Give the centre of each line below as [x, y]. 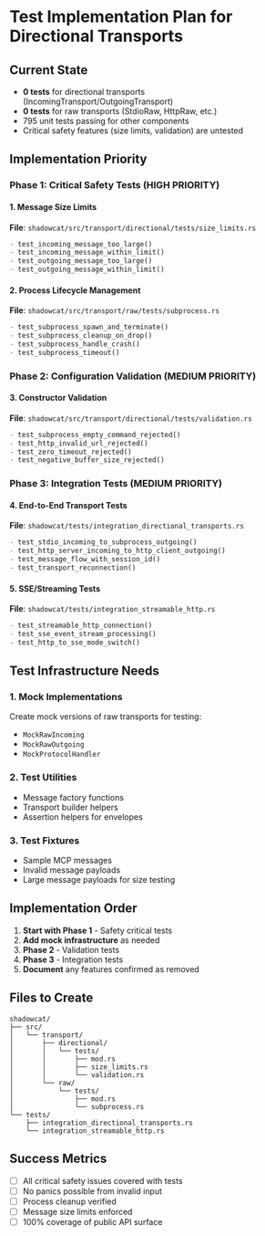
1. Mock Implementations [66, 697]
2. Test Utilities [43, 778]
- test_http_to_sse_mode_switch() [75, 642]
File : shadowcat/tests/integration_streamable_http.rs [112, 609]
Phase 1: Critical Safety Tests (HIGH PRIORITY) [115, 185]
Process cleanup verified [69, 1201]
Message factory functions [73, 797]
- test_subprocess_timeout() [65, 352]
